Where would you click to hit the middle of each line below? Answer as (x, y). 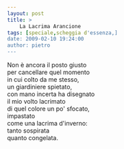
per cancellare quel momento (49, 72)
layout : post (26, 13)
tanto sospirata (28, 130)
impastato (21, 116)
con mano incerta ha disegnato (51, 94)
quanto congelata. (33, 138)
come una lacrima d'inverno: (47, 123)
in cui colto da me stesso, (43, 79)
